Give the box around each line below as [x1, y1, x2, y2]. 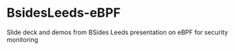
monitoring [6, 35, 38, 43]
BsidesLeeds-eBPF [6, 5, 121, 21]
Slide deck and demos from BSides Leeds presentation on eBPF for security [6, 28, 229, 36]
